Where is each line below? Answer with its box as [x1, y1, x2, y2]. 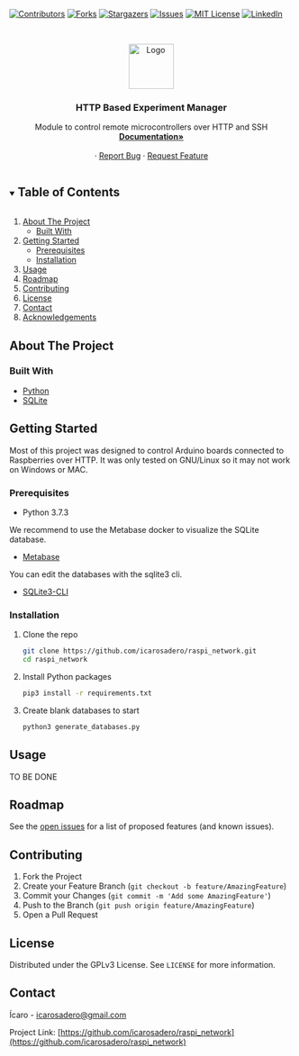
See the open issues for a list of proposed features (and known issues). [9, 821, 275, 832]
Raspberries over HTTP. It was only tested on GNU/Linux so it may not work [9, 455, 291, 465]
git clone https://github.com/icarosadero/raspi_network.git [22, 646, 258, 656]
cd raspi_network [22, 655, 88, 664]
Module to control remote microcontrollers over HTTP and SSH [34, 122, 268, 132]
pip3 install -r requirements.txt [22, 689, 152, 698]
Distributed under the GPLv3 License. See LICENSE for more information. [9, 959, 276, 970]
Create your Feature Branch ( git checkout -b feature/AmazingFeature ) [22, 880, 287, 891]
